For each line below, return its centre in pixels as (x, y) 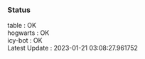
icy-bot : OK (25, 41)
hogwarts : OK (28, 33)
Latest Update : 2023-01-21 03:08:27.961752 (73, 48)
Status (19, 10)
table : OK (22, 26)
